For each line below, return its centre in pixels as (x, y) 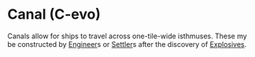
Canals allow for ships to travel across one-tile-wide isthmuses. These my (127, 36)
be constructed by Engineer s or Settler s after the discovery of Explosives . (127, 44)
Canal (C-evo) (54, 14)
